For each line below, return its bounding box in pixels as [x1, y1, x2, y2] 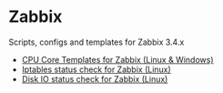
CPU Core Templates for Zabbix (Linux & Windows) [21, 54, 214, 65]
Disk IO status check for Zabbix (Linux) [21, 73, 168, 84]
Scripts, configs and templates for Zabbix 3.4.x [8, 36, 185, 47]
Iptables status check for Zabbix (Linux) [21, 64, 172, 75]
